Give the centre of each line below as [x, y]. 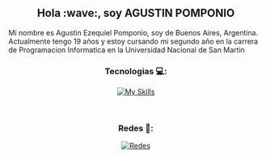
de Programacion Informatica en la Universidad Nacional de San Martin [127, 50]
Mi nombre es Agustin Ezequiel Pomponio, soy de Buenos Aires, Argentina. [133, 32]
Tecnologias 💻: [136, 71]
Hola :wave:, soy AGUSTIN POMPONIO [136, 13]
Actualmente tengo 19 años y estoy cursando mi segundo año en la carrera [133, 41]
